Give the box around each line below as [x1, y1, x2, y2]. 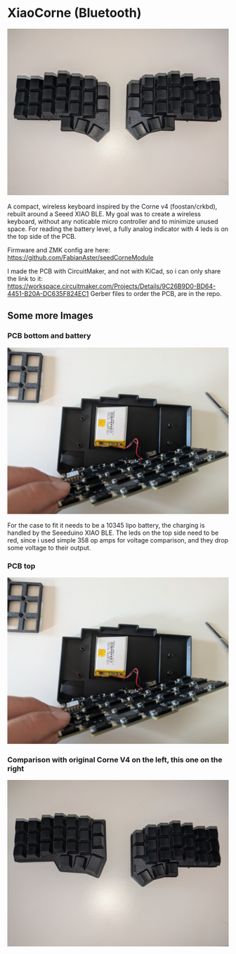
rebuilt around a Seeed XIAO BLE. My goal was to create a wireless [7, 209, 202, 218]
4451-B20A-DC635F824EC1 [7, 289, 89, 297]
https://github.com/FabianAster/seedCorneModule [7, 253, 154, 261]
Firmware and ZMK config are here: [7, 245, 110, 254]
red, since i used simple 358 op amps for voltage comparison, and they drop [7, 535, 229, 544]
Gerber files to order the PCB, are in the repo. [90, 289, 222, 297]
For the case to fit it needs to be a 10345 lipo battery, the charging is [7, 521, 205, 529]
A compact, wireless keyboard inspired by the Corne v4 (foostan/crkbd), [7, 202, 218, 211]
